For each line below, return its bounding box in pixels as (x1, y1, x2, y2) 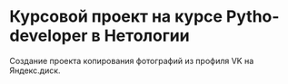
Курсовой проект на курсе (9, 6, 223, 27)
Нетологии (104, 25, 190, 46)
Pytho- (225, 6, 280, 27)
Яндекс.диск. (9, 65, 61, 76)
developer (9, 25, 88, 46)
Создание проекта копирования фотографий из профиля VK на (9, 55, 254, 66)
